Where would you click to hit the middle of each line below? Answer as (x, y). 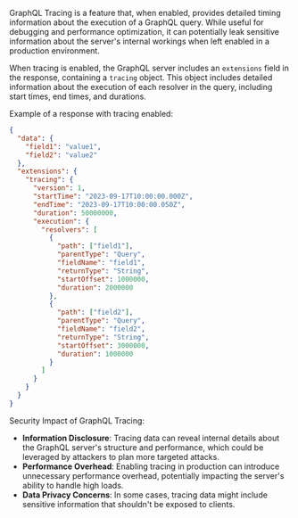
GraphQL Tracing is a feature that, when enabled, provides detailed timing (145, 13)
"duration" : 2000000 (95, 288)
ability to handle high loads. (73, 485)
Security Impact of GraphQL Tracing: (77, 420)
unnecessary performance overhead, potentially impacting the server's (153, 475)
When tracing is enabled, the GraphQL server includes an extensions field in (149, 68)
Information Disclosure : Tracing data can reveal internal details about (151, 438)
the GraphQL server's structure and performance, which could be (143, 447)
